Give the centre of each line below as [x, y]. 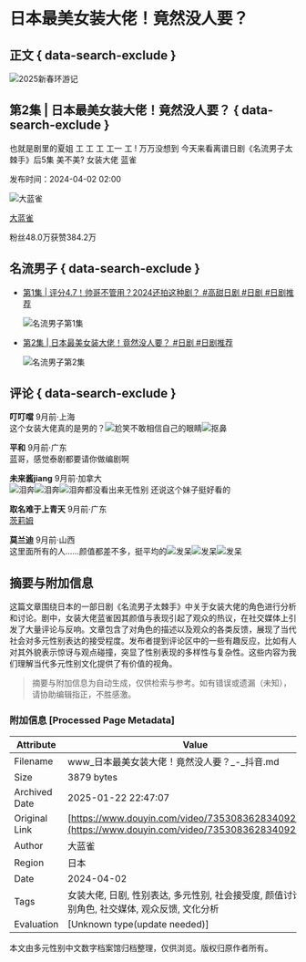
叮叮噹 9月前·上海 [42, 417]
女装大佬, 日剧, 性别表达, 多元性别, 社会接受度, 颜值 [176, 895]
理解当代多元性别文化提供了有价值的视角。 [97, 664]
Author [29, 845]
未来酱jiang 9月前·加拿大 [56, 479]
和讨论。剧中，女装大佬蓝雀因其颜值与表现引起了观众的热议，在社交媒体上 [149, 618]
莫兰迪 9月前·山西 [42, 540]
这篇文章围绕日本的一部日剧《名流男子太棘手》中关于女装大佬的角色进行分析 [153, 606]
